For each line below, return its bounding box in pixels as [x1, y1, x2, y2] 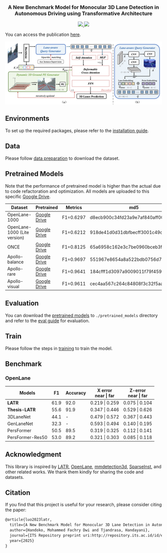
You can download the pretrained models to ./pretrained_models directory [5, 312, 158, 318]
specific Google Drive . [5, 193, 51, 200]
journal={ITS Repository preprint [9, 533, 81, 538]
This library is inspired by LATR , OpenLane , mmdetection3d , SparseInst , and [5, 463, 162, 469]
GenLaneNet [7, 421, 33, 427]
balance [7, 259, 24, 265]
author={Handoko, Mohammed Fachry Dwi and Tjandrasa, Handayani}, [9, 528, 150, 533]
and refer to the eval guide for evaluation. [5, 318, 90, 324]
